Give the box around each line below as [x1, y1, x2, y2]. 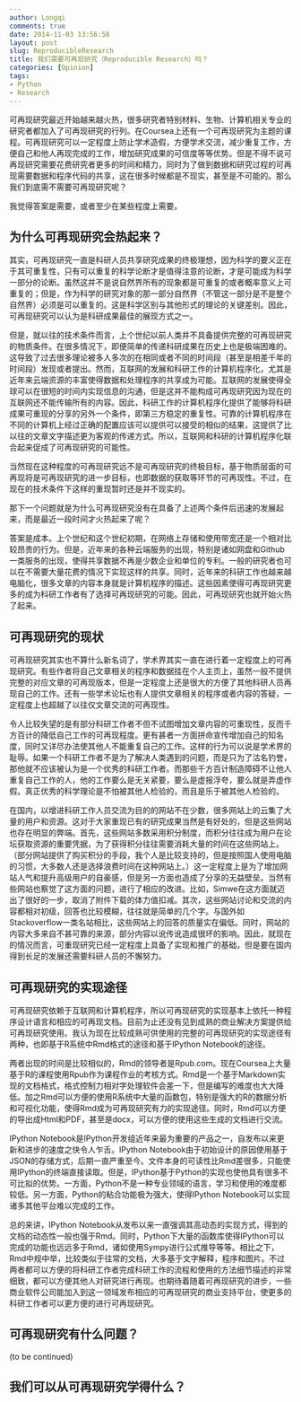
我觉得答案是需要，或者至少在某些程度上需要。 [9, 200, 182, 211]
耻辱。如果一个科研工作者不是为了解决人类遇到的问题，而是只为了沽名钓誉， [9, 752, 292, 763]
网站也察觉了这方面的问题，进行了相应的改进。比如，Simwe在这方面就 [16, 883, 278, 894]
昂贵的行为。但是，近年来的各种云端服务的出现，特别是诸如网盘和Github [16, 544, 285, 555]
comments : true [9, 22, 66, 31]
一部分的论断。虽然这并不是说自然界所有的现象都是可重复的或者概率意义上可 [9, 277, 292, 288]
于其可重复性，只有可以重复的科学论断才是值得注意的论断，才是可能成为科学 [9, 266, 292, 276]
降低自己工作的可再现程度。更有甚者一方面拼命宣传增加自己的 [39, 730, 269, 740]
